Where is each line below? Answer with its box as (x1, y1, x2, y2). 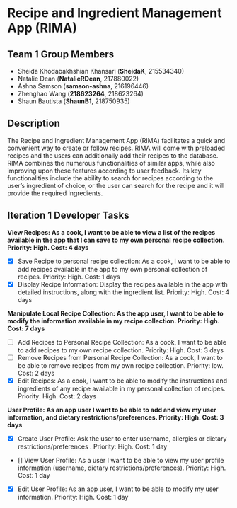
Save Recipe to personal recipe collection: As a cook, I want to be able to (17, 257, 231, 265)
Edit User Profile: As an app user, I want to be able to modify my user (17, 485, 219, 493)
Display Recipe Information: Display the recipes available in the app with (17, 279, 228, 288)
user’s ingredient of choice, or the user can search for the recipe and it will (7, 181, 225, 190)
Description (7, 117, 60, 129)
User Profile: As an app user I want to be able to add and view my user (7, 405, 217, 414)
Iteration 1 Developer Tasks (7, 209, 129, 221)
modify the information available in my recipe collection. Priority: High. (7, 316, 220, 325)
